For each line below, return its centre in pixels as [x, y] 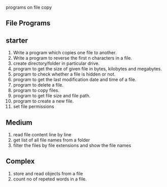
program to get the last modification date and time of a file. [75, 80]
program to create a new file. [43, 101]
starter [17, 40]
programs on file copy [29, 7]
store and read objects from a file [48, 173]
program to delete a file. [38, 85]
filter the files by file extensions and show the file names [72, 145]
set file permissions [34, 106]
